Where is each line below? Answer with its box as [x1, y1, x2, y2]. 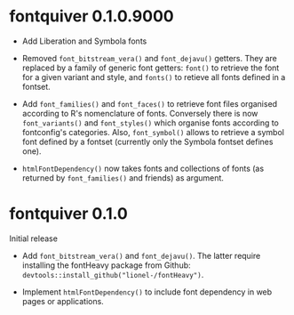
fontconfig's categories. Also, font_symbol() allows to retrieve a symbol [21, 126, 284, 137]
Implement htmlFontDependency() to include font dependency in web [21, 287, 273, 297]
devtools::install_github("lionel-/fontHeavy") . [21, 269, 204, 279]
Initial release [9, 233, 58, 244]
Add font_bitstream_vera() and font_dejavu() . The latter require [21, 250, 261, 261]
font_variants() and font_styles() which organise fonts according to [21, 117, 280, 128]
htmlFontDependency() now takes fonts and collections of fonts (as [21, 163, 265, 174]
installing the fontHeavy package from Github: [21, 260, 191, 271]
